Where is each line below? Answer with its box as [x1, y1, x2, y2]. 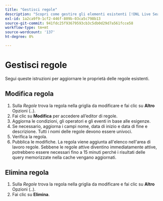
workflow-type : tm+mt [5, 25, 49, 30]
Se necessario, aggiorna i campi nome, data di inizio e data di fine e [12, 123, 148, 129]
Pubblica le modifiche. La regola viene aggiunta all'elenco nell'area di [12, 139, 151, 145]
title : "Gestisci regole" [5, 7, 57, 12]
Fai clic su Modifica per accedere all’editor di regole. [12, 113, 118, 119]
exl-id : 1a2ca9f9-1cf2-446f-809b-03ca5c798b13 [5, 16, 101, 21]
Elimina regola [5, 168, 49, 177]
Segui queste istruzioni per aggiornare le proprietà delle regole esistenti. [5, 75, 149, 81]
